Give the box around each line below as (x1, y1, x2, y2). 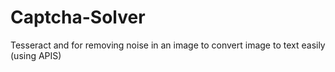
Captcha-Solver (10, 6, 146, 29)
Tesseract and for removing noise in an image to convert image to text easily (10, 39, 326, 51)
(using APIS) (10, 49, 62, 61)
